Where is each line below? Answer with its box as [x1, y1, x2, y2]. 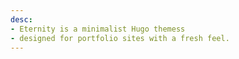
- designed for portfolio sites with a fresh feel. [10, 33, 230, 43]
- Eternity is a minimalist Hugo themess [10, 24, 186, 34]
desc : [10, 14, 33, 25]
